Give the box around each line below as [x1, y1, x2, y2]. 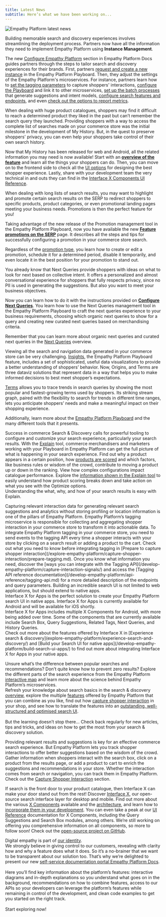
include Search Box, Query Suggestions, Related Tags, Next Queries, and [5, 619, 155, 625]
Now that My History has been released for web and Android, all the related [5, 149, 160, 155]
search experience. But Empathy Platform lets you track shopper [5, 744, 137, 750]
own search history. [5, 139, 46, 145]
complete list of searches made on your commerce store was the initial [5, 123, 150, 129]
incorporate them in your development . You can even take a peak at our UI [5, 807, 157, 813]
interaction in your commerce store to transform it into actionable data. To [5, 524, 156, 530]
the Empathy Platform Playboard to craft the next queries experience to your [5, 308, 161, 314]
